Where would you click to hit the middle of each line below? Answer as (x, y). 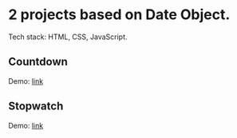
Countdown (38, 62)
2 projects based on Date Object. (119, 15)
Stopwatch (36, 106)
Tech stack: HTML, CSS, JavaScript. (68, 37)
